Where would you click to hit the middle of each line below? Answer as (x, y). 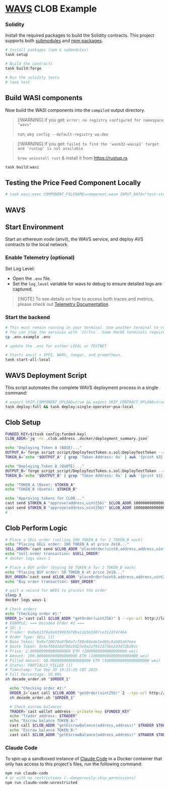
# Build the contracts (29, 64)
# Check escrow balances (36, 707)
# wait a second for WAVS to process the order (56, 591)
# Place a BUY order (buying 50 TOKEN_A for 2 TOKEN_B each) (71, 567)
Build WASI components (44, 98)
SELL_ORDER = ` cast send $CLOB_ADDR (41, 549)
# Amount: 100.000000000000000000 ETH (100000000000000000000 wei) (77, 656)
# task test (18, 82)
